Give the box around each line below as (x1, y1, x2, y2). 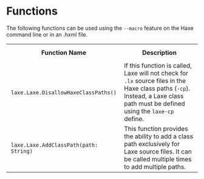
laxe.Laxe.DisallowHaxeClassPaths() (11, 89, 117, 96)
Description (141, 48, 177, 57)
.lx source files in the (124, 76, 186, 85)
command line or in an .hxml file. (6, 30, 88, 38)
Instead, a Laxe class (124, 91, 184, 100)
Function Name (41, 48, 87, 57)
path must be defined (124, 99, 185, 108)
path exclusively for (124, 139, 180, 148)
